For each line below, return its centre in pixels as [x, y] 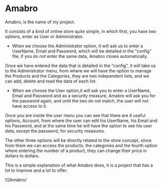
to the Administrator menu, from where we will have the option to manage [78, 70]
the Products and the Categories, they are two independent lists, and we [77, 76]
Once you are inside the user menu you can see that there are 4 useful [75, 115]
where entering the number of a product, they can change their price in [76, 151]
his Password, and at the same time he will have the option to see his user [79, 126]
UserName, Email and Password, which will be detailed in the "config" [82, 51]
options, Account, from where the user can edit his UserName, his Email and [81, 120]
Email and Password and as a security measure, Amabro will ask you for [84, 96]
